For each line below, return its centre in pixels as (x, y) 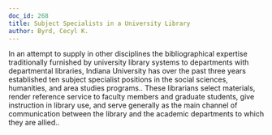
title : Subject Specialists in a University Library (99, 23)
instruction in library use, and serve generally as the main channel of (123, 105)
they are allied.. (34, 123)
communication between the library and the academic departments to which (136, 114)
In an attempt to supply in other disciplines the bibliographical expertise (128, 54)
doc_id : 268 (28, 16)
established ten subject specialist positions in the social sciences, (119, 80)
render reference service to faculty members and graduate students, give (132, 97)
